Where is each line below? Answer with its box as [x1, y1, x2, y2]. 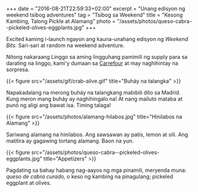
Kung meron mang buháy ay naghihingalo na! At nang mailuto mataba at [6, 95, 183, 102]
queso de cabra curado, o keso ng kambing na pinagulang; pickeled [6, 173, 174, 180]
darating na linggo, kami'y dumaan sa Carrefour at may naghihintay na [6, 59, 178, 67]
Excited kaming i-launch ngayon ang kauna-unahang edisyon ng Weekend [6, 36, 188, 42]
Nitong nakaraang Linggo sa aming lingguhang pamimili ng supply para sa [6, 53, 188, 60]
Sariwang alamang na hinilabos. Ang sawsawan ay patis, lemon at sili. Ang [6, 131, 188, 138]
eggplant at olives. [6, 180, 52, 186]
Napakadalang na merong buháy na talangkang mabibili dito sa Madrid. [6, 89, 181, 96]
